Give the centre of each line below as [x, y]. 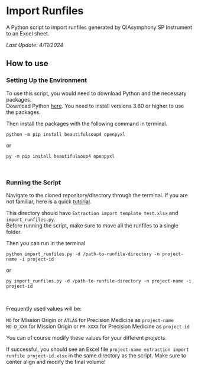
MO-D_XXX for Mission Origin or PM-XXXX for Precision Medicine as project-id [98, 326]
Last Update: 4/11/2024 [35, 45]
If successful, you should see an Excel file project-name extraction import [98, 349]
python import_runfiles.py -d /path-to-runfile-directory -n [83, 254]
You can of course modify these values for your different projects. [86, 337]
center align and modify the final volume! [56, 362]
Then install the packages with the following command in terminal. [87, 123]
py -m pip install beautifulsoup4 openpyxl [61, 156]
